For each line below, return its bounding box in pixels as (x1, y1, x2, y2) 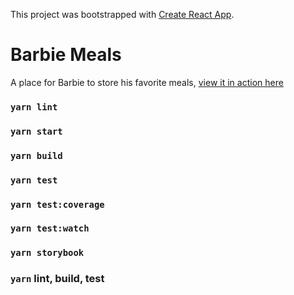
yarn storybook (10, 247, 85, 259)
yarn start (10, 125, 63, 137)
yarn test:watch (10, 223, 90, 234)
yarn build (10, 150, 63, 161)
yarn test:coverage (10, 199, 105, 210)
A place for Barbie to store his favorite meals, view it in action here (10, 76, 284, 88)
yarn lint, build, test (10, 272, 105, 286)
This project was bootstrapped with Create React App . (10, 9, 235, 20)
